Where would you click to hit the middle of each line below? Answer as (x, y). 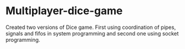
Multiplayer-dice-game (64, 11)
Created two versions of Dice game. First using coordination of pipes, (91, 27)
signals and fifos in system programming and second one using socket (92, 33)
